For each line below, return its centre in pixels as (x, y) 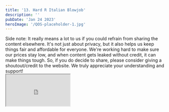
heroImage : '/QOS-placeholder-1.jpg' (46, 24)
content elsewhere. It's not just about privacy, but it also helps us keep (80, 44)
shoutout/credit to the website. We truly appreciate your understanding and (85, 66)
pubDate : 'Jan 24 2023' (31, 19)
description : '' (23, 15)
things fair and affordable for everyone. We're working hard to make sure (82, 49)
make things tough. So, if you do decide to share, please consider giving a (84, 60)
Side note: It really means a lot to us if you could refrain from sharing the (82, 39)
